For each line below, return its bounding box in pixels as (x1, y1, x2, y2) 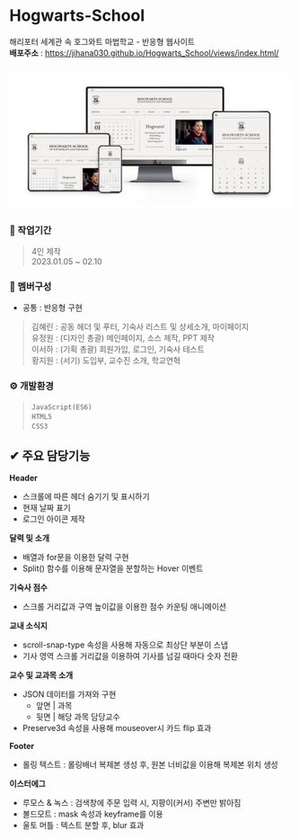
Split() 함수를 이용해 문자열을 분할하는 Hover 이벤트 (22, 563, 204, 574)
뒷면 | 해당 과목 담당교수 (35, 711, 120, 722)
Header (9, 473, 38, 484)
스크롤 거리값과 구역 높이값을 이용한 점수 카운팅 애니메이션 (22, 602, 227, 612)
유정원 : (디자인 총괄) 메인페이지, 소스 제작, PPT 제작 (31, 333, 216, 344)
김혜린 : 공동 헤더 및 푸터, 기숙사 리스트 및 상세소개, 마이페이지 (31, 321, 250, 333)
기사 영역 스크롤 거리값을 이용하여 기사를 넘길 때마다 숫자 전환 (22, 651, 238, 662)
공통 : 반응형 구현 (22, 302, 83, 313)
